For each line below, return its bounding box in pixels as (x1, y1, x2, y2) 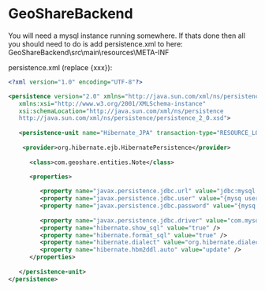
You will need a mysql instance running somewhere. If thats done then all (8, 31, 246, 40)
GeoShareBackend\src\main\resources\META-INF (8, 47, 170, 57)
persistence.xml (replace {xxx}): (8, 62, 113, 72)
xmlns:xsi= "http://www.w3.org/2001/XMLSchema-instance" (18, 99, 207, 107)
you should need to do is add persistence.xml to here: (8, 39, 183, 48)
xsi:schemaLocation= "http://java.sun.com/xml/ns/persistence (18, 107, 224, 115)
